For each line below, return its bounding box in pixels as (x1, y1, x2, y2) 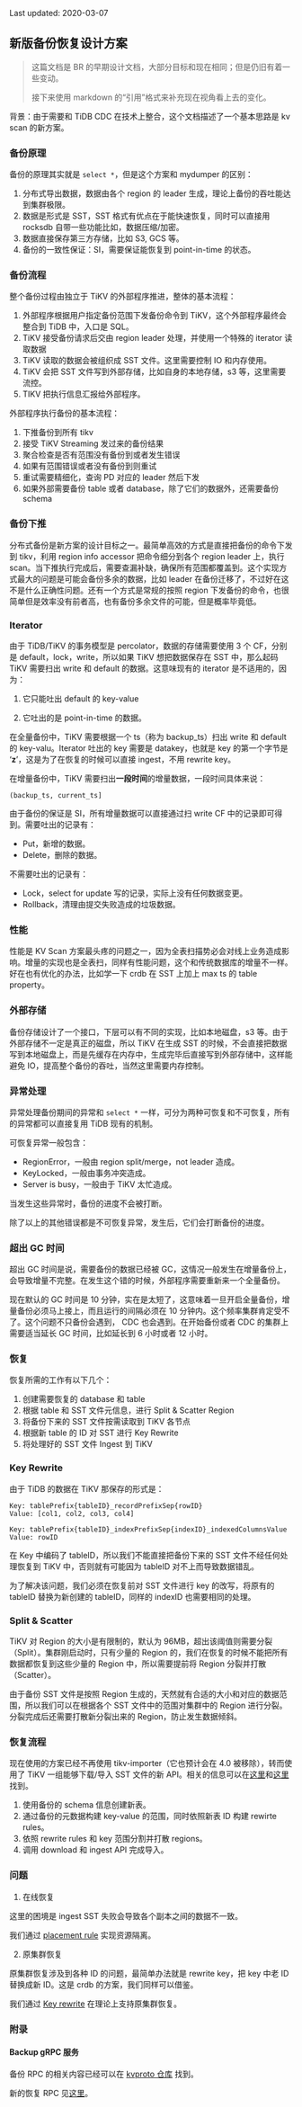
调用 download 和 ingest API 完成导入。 (22, 1844, 169, 1855)
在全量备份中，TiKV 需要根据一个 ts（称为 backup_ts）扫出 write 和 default (9, 732, 288, 742)
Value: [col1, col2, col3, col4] (9, 1509, 135, 1518)
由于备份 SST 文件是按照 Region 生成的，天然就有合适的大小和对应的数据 (9, 1689, 280, 1700)
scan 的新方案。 (9, 121, 69, 133)
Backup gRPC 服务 (9, 2047, 79, 2058)
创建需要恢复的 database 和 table (22, 1394, 146, 1405)
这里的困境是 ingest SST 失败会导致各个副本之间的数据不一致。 (9, 1910, 244, 1921)
